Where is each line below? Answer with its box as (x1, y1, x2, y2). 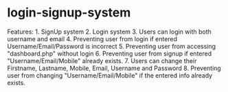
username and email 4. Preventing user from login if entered (7, 34, 177, 43)
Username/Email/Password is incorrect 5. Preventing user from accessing (7, 42, 216, 50)
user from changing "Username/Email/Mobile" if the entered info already (7, 71, 213, 80)
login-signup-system (7, 5, 131, 21)
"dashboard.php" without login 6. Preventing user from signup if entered (7, 49, 212, 58)
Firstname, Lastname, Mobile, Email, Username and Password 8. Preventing (7, 64, 221, 72)
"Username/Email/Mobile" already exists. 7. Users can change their (7, 56, 197, 65)
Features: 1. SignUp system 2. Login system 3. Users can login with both (7, 27, 212, 36)
